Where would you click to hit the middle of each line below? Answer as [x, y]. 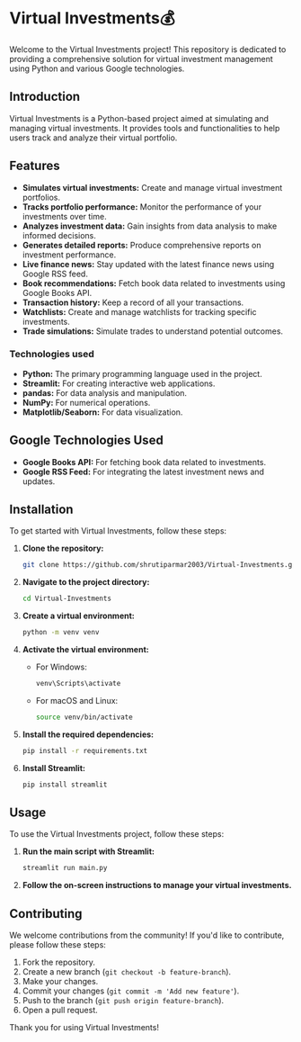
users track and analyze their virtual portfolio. [93, 138]
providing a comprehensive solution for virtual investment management [142, 58]
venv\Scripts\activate [78, 684]
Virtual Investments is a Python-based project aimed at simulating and [139, 118]
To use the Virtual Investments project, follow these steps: [117, 834]
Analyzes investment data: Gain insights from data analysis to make [150, 226]
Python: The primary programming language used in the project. [142, 373]
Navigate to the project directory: [86, 582]
